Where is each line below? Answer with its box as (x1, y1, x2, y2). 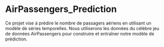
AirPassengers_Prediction (5, 3, 117, 15)
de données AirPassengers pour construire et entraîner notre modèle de (5, 30, 154, 36)
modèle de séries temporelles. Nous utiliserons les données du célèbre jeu (5, 25, 159, 31)
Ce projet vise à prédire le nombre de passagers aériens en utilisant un (5, 20, 151, 26)
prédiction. (5, 36, 28, 42)
